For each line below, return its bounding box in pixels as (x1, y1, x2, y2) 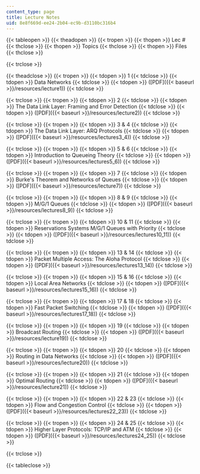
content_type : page (6, 8, 55, 15)
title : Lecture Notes (6, 14, 60, 20)
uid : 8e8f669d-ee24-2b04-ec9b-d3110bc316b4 (6, 20, 116, 26)
